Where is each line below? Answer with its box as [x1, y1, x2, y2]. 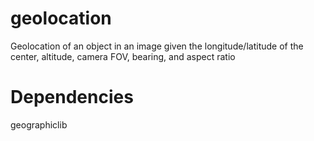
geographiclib [10, 118, 68, 131]
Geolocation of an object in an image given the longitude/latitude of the [10, 40, 304, 52]
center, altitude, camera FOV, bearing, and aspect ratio [10, 50, 236, 62]
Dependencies [10, 86, 134, 109]
